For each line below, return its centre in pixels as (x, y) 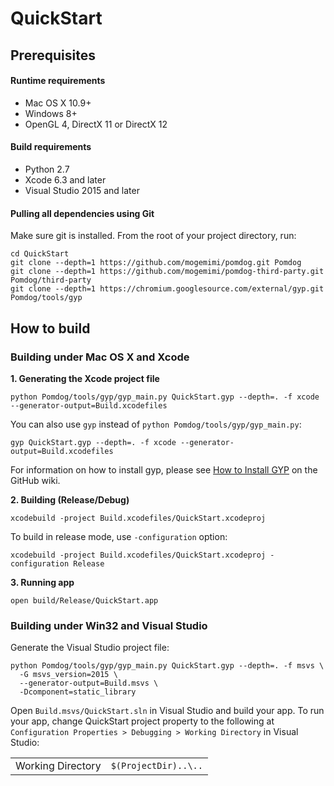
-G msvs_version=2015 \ (68, 675)
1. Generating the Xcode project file (85, 378)
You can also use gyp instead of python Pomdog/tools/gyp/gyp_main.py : (156, 424)
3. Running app (42, 582)
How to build (50, 328)
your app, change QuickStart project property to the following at (142, 721)
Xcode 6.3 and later (65, 179)
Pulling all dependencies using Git (82, 213)
